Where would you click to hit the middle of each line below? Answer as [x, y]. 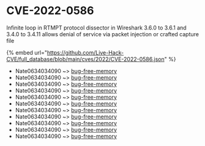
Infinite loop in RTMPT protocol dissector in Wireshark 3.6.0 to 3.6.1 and [96, 28]
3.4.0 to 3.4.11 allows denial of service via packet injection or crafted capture [102, 34]
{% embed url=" [27, 52]
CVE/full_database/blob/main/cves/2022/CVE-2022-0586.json [85, 59]
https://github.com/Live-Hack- [85, 52]
